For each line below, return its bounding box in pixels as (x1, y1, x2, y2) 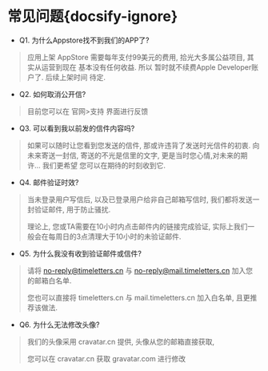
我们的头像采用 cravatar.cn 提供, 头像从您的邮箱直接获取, (26, 337, 215, 346)
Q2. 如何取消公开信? (18, 89, 86, 99)
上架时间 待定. (58, 72, 106, 82)
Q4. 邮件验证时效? (18, 177, 79, 187)
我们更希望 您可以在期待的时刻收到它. (42, 160, 166, 170)
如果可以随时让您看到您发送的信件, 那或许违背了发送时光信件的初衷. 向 (26, 140, 260, 150)
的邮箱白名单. (26, 276, 72, 285)
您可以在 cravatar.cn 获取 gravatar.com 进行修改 (26, 353, 186, 363)
